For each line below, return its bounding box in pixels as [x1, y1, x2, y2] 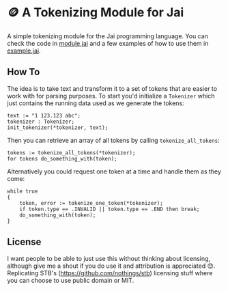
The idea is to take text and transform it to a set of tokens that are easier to [7, 84, 217, 92]
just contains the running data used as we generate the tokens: [7, 99, 184, 107]
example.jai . [7, 46, 41, 55]
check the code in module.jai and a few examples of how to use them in [7, 39, 209, 47]
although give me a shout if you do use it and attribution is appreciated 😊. [7, 262, 216, 270]
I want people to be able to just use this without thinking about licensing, [7, 254, 210, 262]
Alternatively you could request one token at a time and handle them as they [7, 167, 222, 176]
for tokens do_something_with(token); [7, 155, 117, 162]
